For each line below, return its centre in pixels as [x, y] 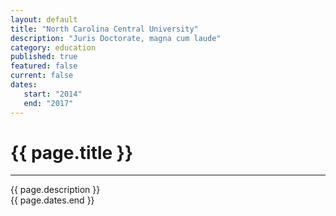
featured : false [44, 66]
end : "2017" [48, 103]
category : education [53, 47]
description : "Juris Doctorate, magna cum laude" [116, 38]
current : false [42, 76]
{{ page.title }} [72, 152]
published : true [44, 57]
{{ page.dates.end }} [52, 200]
